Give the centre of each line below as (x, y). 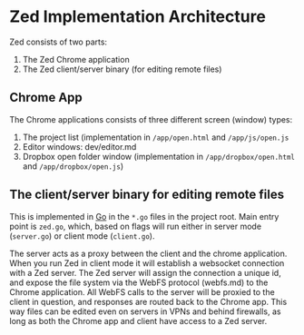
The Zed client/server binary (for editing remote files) (122, 69)
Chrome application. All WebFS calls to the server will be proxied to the (142, 291)
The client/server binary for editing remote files (147, 195)
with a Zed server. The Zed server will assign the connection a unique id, (145, 272)
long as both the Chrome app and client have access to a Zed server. (138, 320)
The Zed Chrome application (76, 59)
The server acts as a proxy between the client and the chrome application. (148, 253)
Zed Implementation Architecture (137, 17)
